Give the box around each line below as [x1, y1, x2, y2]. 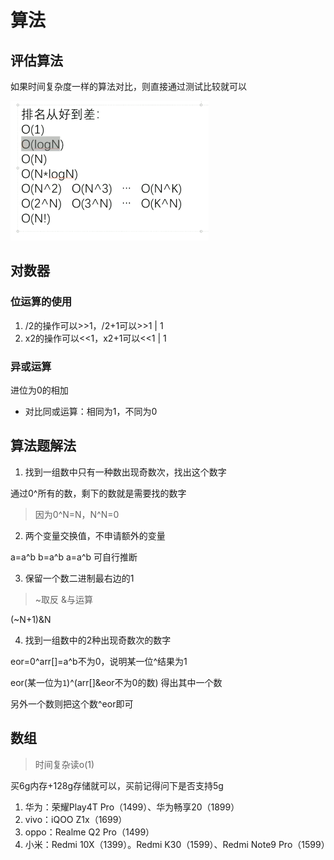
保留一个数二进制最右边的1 [24, 572, 135, 584]
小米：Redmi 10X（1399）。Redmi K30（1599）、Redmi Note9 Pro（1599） [24, 838, 330, 850]
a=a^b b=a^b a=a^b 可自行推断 [10, 551, 138, 563]
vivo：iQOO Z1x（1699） [24, 813, 128, 825]
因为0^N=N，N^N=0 [34, 508, 120, 520]
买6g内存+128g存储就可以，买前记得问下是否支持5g [10, 779, 224, 791]
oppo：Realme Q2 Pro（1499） [24, 826, 155, 838]
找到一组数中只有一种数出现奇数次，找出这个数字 [24, 466, 227, 478]
